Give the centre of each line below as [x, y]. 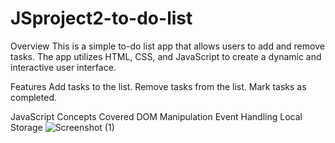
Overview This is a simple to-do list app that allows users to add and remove [167, 46]
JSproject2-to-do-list [101, 18]
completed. [33, 97]
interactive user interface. [63, 67]
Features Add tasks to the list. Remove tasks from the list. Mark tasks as [158, 86]
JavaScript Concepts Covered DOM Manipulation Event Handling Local [156, 116]
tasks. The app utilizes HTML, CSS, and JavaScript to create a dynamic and [166, 56]
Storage [26, 127]
